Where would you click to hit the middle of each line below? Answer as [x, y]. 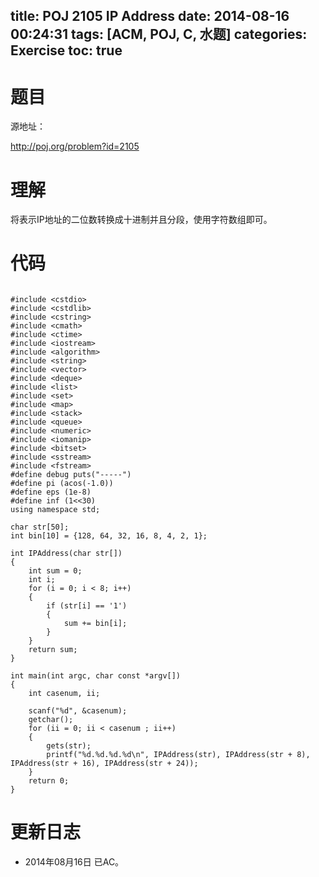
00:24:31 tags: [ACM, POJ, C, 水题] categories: [159, 34]
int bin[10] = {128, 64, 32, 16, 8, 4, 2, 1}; [109, 536]
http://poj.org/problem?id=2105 [75, 146]
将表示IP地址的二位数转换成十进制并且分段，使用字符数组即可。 [141, 220]
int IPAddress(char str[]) [66, 554]
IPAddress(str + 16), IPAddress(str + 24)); [104, 764]
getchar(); [51, 720]
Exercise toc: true [66, 50]
